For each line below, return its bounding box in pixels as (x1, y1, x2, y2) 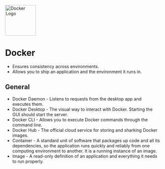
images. (12, 132, 28, 138)
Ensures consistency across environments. (12, 63, 99, 69)
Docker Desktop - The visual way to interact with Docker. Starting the (12, 106, 153, 112)
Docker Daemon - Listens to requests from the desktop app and (12, 96, 142, 102)
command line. (12, 122, 43, 128)
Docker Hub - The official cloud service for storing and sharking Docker (12, 127, 158, 133)
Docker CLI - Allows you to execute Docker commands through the (12, 117, 148, 122)
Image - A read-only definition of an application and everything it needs (12, 153, 158, 159)
